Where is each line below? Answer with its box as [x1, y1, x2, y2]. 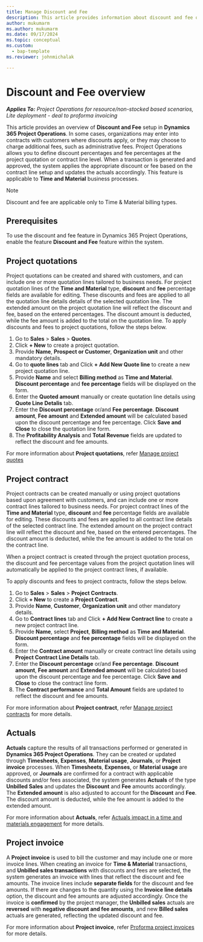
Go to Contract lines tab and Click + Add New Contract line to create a [14, 615, 193, 622]
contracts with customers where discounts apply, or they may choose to [6, 136, 186, 143]
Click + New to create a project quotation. [14, 341, 120, 349]
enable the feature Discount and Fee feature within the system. [6, 239, 164, 246]
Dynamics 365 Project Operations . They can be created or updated [6, 750, 176, 757]
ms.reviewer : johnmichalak [6, 54, 74, 60]
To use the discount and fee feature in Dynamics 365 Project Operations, [6, 232, 188, 239]
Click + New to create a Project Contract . [14, 596, 119, 603]
